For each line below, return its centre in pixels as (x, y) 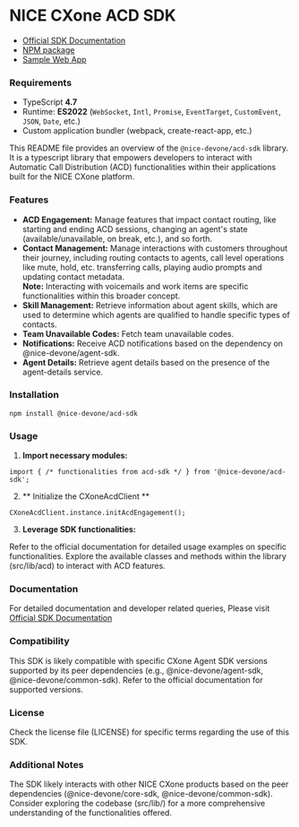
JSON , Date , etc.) (51, 121)
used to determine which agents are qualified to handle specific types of (156, 314)
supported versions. (46, 689)
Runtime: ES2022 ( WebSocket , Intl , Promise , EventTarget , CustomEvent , (152, 112)
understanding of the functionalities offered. (91, 813)
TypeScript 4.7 (50, 102)
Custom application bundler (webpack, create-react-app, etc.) (137, 131)
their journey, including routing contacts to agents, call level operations (153, 257)
